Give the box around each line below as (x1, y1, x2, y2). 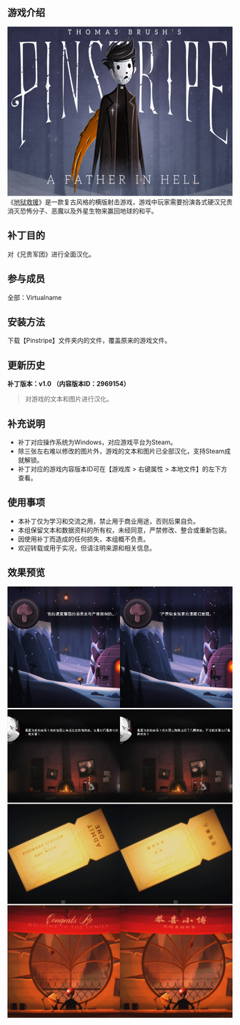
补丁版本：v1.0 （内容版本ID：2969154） (7, 379, 130, 388)
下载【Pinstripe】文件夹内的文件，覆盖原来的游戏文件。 (7, 336, 171, 345)
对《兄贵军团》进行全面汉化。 (7, 249, 95, 259)
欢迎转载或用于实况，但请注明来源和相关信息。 (17, 544, 156, 552)
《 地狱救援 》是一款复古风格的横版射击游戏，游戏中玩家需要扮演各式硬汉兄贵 (7, 197, 233, 206)
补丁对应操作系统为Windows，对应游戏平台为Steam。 (17, 438, 177, 446)
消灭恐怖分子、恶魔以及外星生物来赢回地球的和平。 (7, 206, 158, 215)
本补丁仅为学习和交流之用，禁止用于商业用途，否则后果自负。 (17, 516, 200, 525)
